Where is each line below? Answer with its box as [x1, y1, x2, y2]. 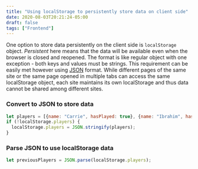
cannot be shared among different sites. [6, 85, 104, 92]
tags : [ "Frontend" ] [6, 25, 54, 31]
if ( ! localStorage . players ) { [6, 119, 81, 125]
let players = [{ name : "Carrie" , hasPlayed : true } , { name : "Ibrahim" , [6, 113, 183, 119]
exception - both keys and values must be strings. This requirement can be [6, 60, 189, 67]
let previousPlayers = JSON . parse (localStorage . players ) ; [6, 157, 151, 163]
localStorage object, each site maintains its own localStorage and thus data [6, 79, 189, 86]
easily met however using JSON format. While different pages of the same [6, 66, 187, 74]
